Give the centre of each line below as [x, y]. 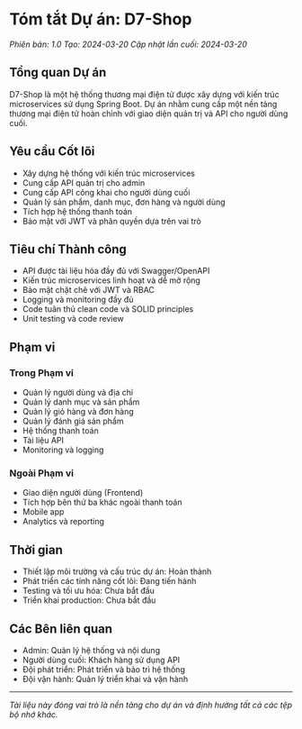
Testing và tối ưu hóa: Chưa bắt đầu [89, 591]
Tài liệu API [43, 441]
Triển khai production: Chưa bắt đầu [89, 600]
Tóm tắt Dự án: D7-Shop [101, 19]
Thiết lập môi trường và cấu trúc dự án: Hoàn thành [117, 571]
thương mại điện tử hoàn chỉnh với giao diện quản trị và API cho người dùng [149, 114]
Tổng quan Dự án [58, 73]
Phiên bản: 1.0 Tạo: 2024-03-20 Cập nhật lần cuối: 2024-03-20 [128, 44]
